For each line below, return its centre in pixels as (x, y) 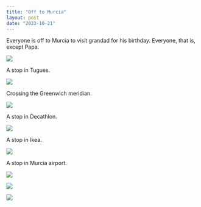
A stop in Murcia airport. (37, 163)
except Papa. (23, 47)
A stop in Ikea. (24, 140)
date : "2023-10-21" (31, 23)
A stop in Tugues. (28, 70)
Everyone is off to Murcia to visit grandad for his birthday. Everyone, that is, (101, 41)
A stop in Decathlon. (32, 117)
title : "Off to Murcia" (37, 12)
